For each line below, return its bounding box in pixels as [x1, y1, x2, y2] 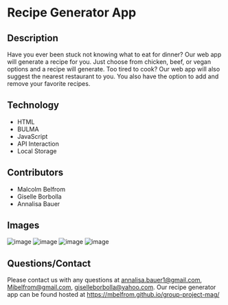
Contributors [7, 167, 64, 179]
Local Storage [16, 146, 57, 155]
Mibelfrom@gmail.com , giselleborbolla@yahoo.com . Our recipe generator [7, 283, 216, 291]
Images [7, 220, 40, 231]
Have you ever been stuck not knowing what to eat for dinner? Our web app [7, 50, 222, 58]
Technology [7, 100, 60, 111]
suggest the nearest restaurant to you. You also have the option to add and [7, 72, 219, 80]
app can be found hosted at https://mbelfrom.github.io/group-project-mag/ [7, 291, 220, 299]
